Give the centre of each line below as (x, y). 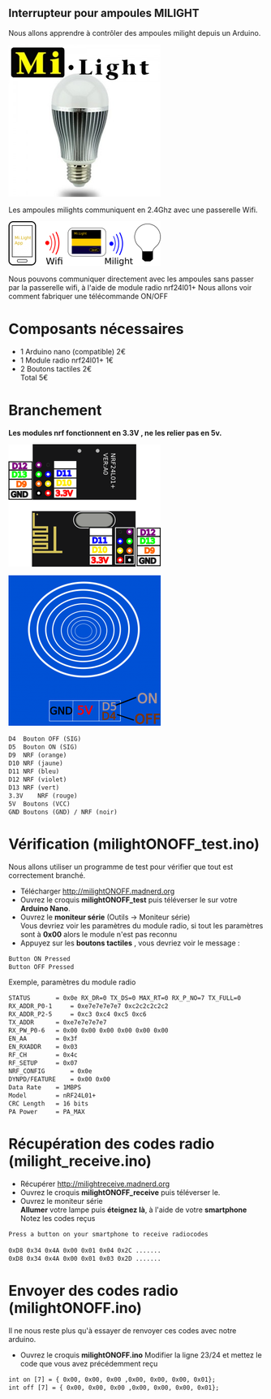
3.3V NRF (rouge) (43, 796)
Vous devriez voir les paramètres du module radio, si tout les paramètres (142, 925)
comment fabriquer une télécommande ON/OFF (88, 296)
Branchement (55, 410)
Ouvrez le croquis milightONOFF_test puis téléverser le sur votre (129, 899)
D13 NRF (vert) (34, 788)
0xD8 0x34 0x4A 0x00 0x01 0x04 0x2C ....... (85, 1250)
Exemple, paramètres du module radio (72, 982)
